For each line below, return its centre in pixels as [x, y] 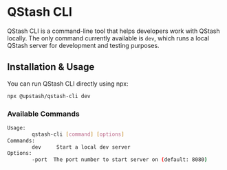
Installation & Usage [51, 67]
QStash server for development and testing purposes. [83, 45]
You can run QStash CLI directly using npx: [68, 84]
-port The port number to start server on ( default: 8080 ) [120, 160]
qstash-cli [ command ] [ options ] [78, 134]
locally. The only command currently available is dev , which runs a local [108, 38]
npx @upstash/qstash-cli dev [49, 96]
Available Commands [44, 114]
